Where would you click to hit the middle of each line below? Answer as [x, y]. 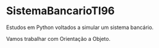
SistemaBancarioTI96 [61, 11]
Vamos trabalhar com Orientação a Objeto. [58, 39]
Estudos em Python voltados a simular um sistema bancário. [80, 27]
